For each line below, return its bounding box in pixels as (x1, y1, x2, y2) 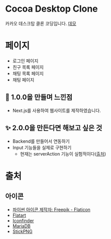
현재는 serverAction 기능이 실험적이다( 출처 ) (20, 150, 106, 157)
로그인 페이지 (12, 58, 39, 64)
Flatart (12, 212, 26, 218)
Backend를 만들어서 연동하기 (12, 138, 70, 144)
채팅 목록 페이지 (12, 70, 44, 76)
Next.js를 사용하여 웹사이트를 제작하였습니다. (12, 107, 101, 113)
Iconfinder (12, 217, 34, 223)
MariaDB (12, 223, 31, 229)
